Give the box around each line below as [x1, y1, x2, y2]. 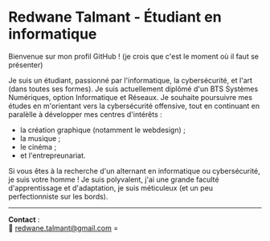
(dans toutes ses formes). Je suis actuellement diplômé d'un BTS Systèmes [8, 84, 259, 94]
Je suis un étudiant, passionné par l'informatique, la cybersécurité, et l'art [8, 75, 253, 85]
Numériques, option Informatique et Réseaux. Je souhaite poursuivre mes [8, 92, 253, 102]
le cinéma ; [19, 142, 57, 151]
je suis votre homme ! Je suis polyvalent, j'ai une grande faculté [8, 175, 219, 184]
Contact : [8, 215, 40, 224]
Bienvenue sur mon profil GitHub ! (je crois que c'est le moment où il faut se [8, 51, 260, 61]
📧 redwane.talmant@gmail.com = [8, 223, 119, 232]
